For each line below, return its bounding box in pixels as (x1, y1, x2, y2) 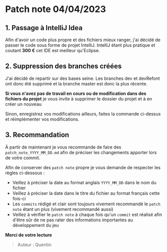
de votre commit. (5, 155, 40, 161)
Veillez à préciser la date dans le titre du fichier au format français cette (12, 190, 160, 196)
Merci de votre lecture (5, 232, 52, 238)
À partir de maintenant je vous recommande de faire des (5, 144, 121, 150)
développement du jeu (12, 222, 59, 228)
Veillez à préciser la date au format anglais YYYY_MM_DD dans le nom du (12, 179, 156, 185)
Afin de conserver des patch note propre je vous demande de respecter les (5, 164, 161, 170)
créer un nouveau (5, 101, 42, 107)
